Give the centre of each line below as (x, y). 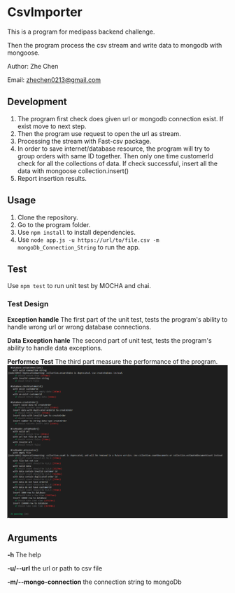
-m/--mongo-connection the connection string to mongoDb (94, 582)
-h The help (24, 555)
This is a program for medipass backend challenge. (81, 32)
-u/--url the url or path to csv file (55, 568)
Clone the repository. (48, 217)
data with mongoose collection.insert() (73, 171)
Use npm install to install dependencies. (77, 232)
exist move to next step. (52, 126)
